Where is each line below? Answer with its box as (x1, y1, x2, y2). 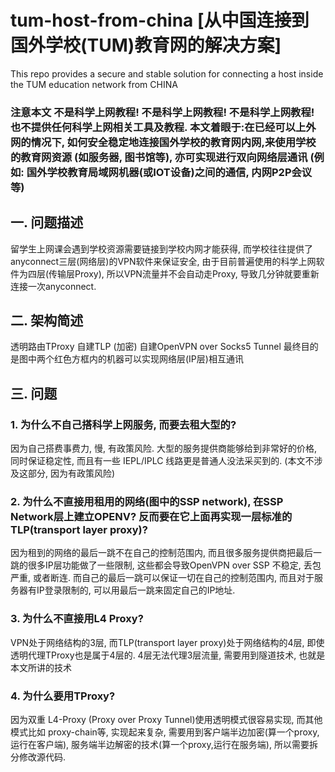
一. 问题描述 (10, 214, 84, 231)
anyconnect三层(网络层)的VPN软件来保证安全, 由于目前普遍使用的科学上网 (10, 255, 317, 267)
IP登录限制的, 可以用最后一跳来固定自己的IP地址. (36, 584, 236, 596)
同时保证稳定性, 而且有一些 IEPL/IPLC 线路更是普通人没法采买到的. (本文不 (10, 455, 315, 467)
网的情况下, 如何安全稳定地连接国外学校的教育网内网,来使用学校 (10, 135, 317, 149)
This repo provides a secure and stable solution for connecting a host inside (10, 67, 324, 80)
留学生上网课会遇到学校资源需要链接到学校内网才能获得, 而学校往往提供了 (10, 242, 313, 255)
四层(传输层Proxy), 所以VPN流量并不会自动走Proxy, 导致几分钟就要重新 (27, 267, 320, 280)
